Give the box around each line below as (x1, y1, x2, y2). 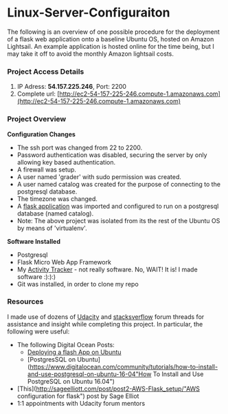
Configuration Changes (7, 130, 76, 138)
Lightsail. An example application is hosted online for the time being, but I (7, 42, 214, 50)
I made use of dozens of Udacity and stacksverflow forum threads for (7, 312, 205, 321)
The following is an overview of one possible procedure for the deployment (7, 28, 220, 36)
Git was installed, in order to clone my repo (16, 280, 139, 288)
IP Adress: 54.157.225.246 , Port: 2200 (16, 83, 127, 91)
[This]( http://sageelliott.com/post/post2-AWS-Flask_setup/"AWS (16, 384, 201, 393)
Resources (7, 297, 44, 307)
